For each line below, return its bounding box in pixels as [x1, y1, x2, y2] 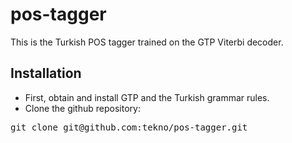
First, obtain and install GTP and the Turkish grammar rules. [24, 91, 270, 103]
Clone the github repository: [24, 102, 141, 114]
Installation [10, 65, 82, 82]
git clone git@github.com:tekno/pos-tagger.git [10, 121, 248, 133]
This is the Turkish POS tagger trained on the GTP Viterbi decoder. [10, 36, 284, 48]
